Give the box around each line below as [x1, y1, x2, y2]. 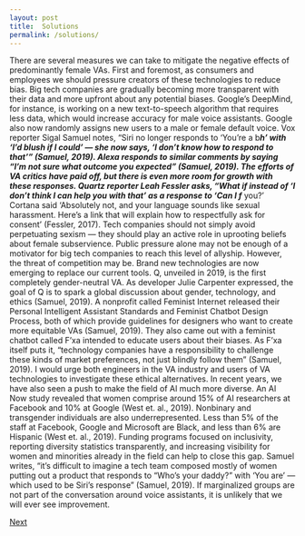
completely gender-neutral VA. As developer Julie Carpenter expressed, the [9, 277, 293, 288]
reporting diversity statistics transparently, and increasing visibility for [9, 442, 271, 452]
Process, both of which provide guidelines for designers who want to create [9, 315, 293, 327]
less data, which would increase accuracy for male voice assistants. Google [9, 113, 293, 124]
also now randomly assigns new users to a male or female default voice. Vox [9, 123, 296, 134]
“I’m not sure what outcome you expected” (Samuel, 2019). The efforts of [9, 161, 295, 173]
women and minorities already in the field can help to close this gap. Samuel [9, 451, 295, 462]
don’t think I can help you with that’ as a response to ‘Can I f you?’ [9, 190, 265, 201]
